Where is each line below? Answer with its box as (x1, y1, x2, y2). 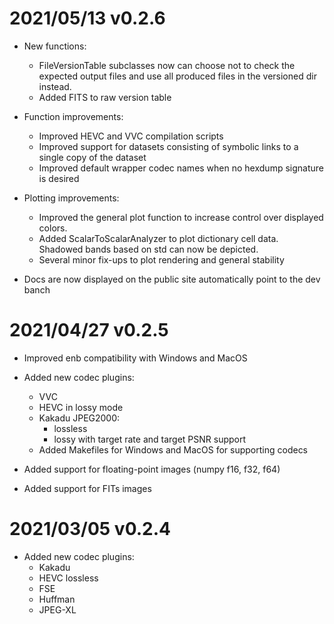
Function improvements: (23, 110, 124, 122)
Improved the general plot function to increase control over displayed (38, 211, 324, 223)
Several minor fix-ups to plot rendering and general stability (38, 253, 285, 266)
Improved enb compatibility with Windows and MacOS (23, 352, 248, 364)
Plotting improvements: (23, 192, 120, 204)
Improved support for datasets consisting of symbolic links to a (38, 140, 299, 152)
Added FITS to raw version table (38, 91, 172, 103)
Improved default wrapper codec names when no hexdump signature (38, 162, 324, 174)
